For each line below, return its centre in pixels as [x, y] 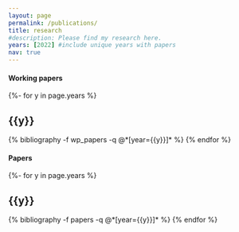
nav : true [25, 52]
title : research [35, 30]
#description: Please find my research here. [85, 38]
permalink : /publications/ [53, 23]
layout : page [30, 15]
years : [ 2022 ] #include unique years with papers [92, 45]
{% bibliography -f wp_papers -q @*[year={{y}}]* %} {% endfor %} [119, 140]
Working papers [35, 78]
